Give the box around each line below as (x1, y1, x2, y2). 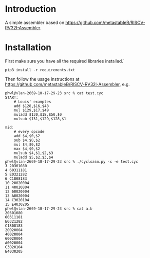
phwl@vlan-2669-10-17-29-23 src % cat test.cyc (5, 90, 104, 96)
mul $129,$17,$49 (14, 107, 49, 113)
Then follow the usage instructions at (5, 76, 79, 82)
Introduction (5, 3, 56, 15)
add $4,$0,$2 (14, 133, 40, 138)
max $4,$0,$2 (14, 146, 40, 151)
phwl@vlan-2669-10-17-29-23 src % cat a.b (5, 206, 93, 211)
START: (5, 95, 19, 100)
